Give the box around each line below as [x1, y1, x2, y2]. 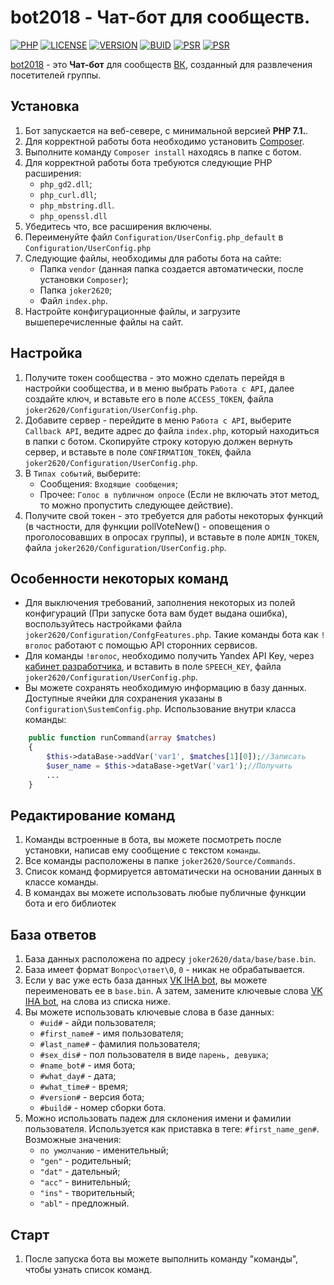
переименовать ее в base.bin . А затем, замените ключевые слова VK [24, 985, 323, 997]
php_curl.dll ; [39, 188, 97, 200]
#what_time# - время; [39, 1081, 129, 1093]
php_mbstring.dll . [39, 199, 115, 211]
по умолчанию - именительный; [39, 1144, 169, 1156]
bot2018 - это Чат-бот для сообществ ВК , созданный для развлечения [10, 58, 313, 70]
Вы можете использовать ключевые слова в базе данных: [24, 1006, 275, 1018]
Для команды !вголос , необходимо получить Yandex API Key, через [24, 650, 315, 662]
